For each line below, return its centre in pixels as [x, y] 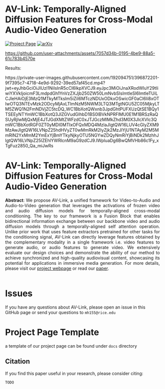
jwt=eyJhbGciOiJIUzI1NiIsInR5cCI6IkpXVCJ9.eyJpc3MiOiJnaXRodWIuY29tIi [82, 88]
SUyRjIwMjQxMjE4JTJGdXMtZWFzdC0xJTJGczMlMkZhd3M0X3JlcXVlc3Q [81, 119]
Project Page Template [52, 332]
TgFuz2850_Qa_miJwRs [29, 145]
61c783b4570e [20, 58]
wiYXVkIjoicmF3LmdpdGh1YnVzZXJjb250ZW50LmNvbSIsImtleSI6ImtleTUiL [82, 93]
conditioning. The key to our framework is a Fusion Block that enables [82, 216]
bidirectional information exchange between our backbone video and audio [82, 221]
